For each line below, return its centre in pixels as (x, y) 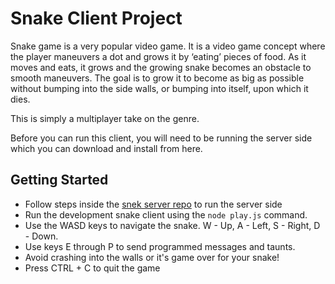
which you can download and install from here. (106, 148)
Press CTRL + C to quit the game (92, 268)
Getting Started (59, 180)
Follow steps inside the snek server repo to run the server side (153, 204)
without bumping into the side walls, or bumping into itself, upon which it (159, 88)
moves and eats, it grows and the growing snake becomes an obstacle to (161, 67)
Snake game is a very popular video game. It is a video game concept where (168, 46)
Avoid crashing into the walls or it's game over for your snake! (152, 257)
